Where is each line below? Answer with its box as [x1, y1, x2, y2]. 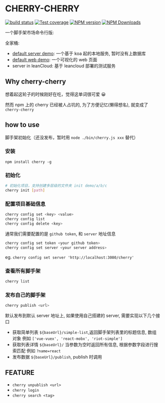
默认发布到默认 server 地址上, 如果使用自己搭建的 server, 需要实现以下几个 [5, 312, 156, 319]
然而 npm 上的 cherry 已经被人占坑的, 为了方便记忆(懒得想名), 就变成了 [5, 102, 149, 108]
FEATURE [5, 368, 34, 377]
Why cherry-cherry [5, 78, 66, 86]
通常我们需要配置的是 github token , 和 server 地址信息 [5, 231, 116, 237]
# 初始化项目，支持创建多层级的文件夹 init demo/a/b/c [5, 183, 107, 188]
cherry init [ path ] [5, 188, 45, 193]
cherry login [12, 388, 39, 393]
